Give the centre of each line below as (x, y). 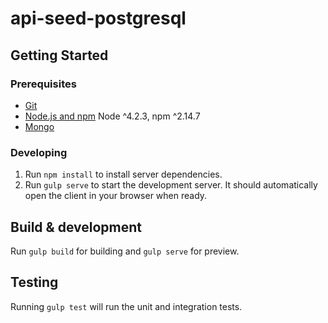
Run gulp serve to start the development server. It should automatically (171, 185)
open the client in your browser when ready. (116, 196)
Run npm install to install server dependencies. (123, 174)
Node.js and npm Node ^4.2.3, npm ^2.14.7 (112, 116)
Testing (34, 282)
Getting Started (59, 55)
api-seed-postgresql (98, 18)
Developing (39, 152)
